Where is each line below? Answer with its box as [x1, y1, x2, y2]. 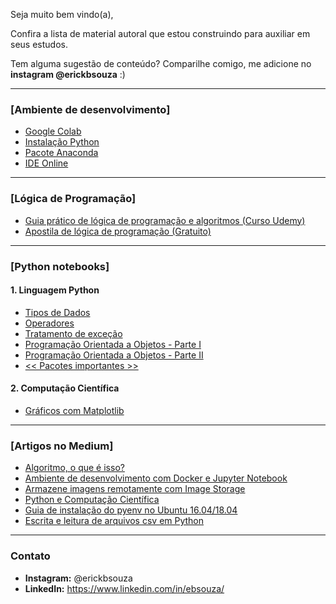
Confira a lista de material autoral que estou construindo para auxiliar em [10, 28, 311, 39]
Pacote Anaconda [24, 147, 99, 159]
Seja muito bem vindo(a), [10, 9, 114, 20]
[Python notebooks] [10, 259, 110, 273]
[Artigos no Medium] [10, 439, 114, 453]
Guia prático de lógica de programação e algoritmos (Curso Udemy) [24, 214, 306, 226]
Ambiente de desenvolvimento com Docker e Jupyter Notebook [24, 472, 288, 484]
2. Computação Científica [10, 382, 120, 394]
